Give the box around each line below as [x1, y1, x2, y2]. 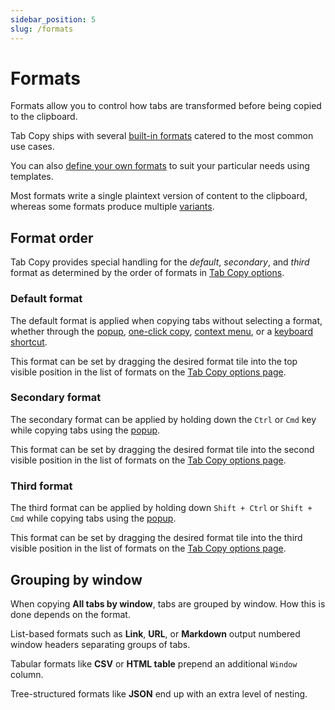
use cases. [10, 141, 55, 153]
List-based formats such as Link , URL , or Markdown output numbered [10, 627, 301, 640]
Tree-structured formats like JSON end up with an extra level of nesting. [10, 687, 308, 700]
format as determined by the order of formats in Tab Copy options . [10, 267, 285, 279]
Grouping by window [10, 571, 143, 588]
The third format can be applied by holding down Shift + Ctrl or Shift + [10, 502, 313, 514]
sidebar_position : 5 [10, 14, 97, 25]
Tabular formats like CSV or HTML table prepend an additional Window [10, 657, 298, 670]
